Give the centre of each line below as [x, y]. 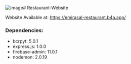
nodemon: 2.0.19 [30, 57]
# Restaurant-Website [46, 8]
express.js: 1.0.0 [29, 46]
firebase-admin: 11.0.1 [35, 52]
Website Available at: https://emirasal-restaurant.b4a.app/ [66, 17]
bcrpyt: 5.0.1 [25, 41]
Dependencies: [25, 30]
